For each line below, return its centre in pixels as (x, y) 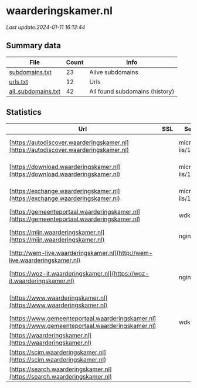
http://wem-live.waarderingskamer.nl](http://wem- (82, 253)
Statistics (24, 112)
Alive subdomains (114, 72)
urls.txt (18, 82)
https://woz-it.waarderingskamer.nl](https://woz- (80, 273)
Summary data (34, 46)
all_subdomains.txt (35, 91)
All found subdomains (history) (132, 91)
